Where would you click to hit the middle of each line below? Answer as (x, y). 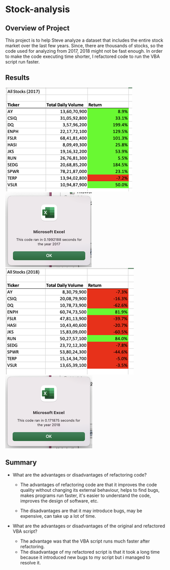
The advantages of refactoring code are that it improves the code (89, 484)
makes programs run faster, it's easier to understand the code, (86, 495)
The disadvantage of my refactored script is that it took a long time (90, 552)
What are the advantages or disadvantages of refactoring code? (80, 475)
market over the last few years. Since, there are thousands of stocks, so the (84, 46)
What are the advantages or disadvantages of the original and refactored (89, 526)
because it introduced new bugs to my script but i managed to (85, 557)
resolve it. (30, 562)
